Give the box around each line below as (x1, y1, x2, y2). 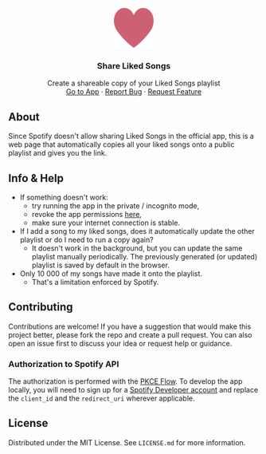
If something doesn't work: (19, 192, 109, 202)
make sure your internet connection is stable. (31, 218, 181, 227)
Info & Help (8, 172, 64, 185)
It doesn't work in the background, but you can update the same (31, 243, 243, 253)
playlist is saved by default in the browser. (31, 260, 170, 270)
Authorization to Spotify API (8, 358, 119, 369)
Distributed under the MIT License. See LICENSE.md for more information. (8, 437, 246, 447)
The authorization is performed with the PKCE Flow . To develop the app (8, 377, 243, 386)
